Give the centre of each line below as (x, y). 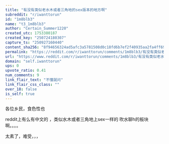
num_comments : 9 (22, 75)
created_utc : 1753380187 (31, 33)
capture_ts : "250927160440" (35, 43)
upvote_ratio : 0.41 (26, 71)
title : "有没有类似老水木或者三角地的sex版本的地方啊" (56, 10)
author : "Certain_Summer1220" (37, 29)
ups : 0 (12, 66)
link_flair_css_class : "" (32, 84)
